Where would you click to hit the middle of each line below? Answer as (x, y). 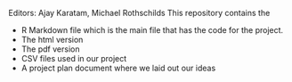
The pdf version (50, 49)
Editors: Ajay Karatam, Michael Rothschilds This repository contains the (139, 13)
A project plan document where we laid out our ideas (118, 68)
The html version (52, 40)
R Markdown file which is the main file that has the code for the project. (152, 30)
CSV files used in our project (74, 58)
